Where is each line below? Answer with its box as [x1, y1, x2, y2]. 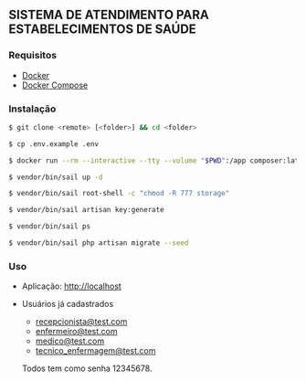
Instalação [8, 102, 57, 115]
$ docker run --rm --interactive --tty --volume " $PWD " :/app [8, 155, 247, 165]
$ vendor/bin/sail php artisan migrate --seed [8, 238, 189, 248]
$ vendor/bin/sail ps [8, 222, 91, 231]
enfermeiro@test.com [35, 326, 118, 337]
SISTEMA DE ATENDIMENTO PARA [8, 7, 209, 23]
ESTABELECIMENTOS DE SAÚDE [8, 22, 197, 37]
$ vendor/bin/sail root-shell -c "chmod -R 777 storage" [8, 189, 230, 198]
